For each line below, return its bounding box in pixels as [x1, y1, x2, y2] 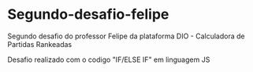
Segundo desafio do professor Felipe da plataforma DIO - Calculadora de [7, 31, 245, 41]
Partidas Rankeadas [7, 39, 73, 49]
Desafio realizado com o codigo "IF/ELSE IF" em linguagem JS [7, 55, 210, 64]
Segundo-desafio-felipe [7, 5, 169, 23]
